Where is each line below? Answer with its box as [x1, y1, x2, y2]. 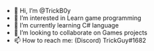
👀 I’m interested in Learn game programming [13, 14, 142, 22]
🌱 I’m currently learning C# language [13, 21, 119, 29]
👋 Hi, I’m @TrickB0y [13, 7, 71, 14]
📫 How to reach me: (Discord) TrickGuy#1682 [13, 37, 147, 44]
